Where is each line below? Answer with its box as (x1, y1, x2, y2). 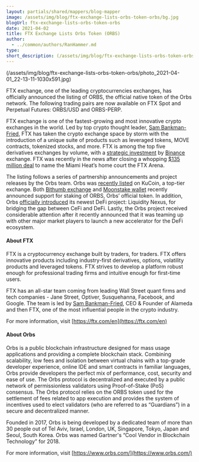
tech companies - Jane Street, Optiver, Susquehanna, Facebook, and (6, 293, 175, 300)
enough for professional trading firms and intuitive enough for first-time (6, 269, 181, 276)
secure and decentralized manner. (6, 407, 90, 414)
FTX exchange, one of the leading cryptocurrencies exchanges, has (6, 87, 172, 94)
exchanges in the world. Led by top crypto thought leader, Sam (6, 124, 160, 131)
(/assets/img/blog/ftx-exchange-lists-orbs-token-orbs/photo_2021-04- (6, 69, 180, 76)
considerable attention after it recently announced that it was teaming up (6, 211, 184, 218)
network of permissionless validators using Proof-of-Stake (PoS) (6, 382, 164, 390)
